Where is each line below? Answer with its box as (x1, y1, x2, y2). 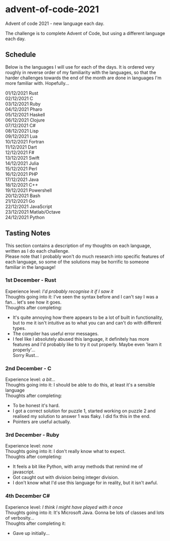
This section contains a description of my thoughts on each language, (5, 243, 151, 249)
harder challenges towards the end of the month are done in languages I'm (5, 75, 161, 81)
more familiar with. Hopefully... (5, 80, 70, 86)
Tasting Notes (5, 229, 51, 237)
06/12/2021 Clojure (5, 117, 45, 123)
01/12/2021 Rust (5, 90, 39, 96)
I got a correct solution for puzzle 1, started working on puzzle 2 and (12, 408, 156, 414)
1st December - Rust (5, 277, 57, 284)
